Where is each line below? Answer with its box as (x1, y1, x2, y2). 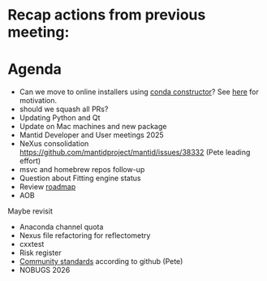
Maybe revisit (7, 206, 54, 216)
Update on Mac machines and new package (19, 122, 167, 132)
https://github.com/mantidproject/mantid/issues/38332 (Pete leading (19, 148, 251, 158)
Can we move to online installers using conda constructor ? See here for (19, 87, 259, 97)
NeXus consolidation (19, 139, 89, 149)
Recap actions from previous (7, 6, 206, 24)
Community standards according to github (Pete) (19, 257, 183, 266)
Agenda (7, 60, 62, 79)
